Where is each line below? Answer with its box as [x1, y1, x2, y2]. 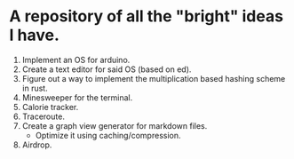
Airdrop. [21, 139, 52, 150]
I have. [9, 25, 60, 45]
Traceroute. [21, 111, 65, 122]
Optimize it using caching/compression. [35, 130, 181, 140]
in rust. [21, 83, 48, 93]
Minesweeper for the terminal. [21, 91, 133, 103]
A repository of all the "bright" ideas [9, 6, 284, 27]
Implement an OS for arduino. [21, 54, 131, 65]
